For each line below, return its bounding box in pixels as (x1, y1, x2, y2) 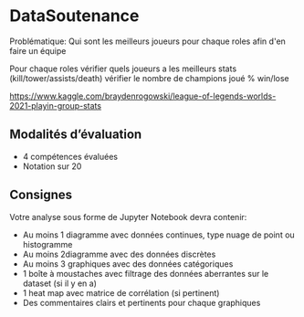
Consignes (9, 187, 73, 203)
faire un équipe (9, 45, 67, 56)
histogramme (22, 238, 73, 249)
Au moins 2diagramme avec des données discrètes (22, 248, 216, 259)
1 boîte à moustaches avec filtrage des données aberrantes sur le (22, 268, 269, 279)
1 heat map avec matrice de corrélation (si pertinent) (22, 287, 220, 298)
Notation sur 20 (22, 161, 82, 172)
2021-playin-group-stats (9, 100, 102, 111)
